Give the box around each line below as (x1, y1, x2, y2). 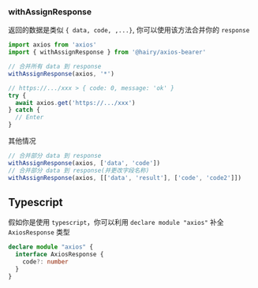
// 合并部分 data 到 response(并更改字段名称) (8, 166, 150, 174)
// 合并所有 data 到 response (8, 62, 102, 71)
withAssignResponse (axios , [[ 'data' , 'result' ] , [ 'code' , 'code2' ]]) (8, 174, 242, 181)
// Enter (15, 114, 44, 122)
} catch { (8, 106, 41, 114)
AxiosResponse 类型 (8, 227, 71, 237)
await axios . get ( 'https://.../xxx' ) (15, 99, 136, 107)
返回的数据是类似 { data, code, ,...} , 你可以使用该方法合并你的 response (8, 25, 250, 35)
